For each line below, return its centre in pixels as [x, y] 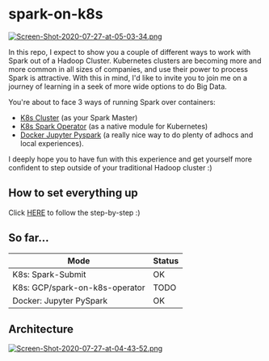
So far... [29, 238]
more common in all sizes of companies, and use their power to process [128, 69]
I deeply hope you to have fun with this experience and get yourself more [130, 159]
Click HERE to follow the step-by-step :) [74, 212]
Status [166, 261]
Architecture [41, 329]
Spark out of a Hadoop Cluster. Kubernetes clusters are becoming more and [135, 61]
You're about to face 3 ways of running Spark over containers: [112, 102]
